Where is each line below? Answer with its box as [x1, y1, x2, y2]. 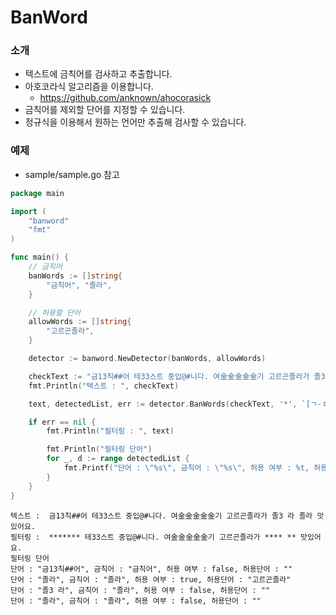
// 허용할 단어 [28, 307, 81, 318]
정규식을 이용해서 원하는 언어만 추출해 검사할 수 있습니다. [24, 116, 247, 128]
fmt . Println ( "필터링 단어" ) [46, 444, 153, 455]
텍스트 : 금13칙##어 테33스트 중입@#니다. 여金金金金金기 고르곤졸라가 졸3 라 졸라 [10, 511, 313, 521]
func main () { [10, 252, 70, 263]
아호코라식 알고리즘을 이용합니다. [24, 81, 154, 93]
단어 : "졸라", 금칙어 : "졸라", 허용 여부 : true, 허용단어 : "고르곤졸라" [10, 574, 292, 585]
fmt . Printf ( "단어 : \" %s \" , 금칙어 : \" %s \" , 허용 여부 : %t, [63, 463, 310, 473]
